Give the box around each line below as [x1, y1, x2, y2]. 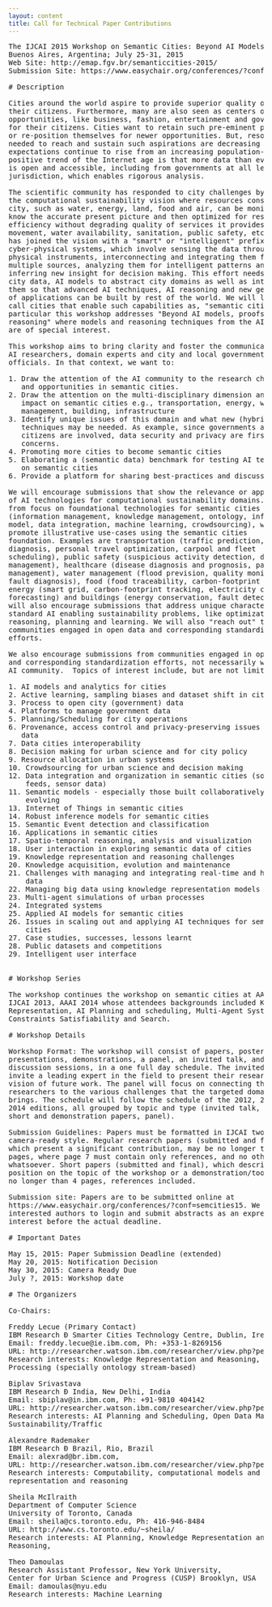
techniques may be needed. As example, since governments [21, 422, 257, 432]
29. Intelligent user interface [8, 949, 137, 959]
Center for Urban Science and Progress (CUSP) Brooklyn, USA [8, 1573, 257, 1583]
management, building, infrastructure [21, 406, 176, 416]
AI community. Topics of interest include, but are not [8, 665, 240, 675]
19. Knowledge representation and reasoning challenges [8, 852, 235, 861]
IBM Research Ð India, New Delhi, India [8, 1387, 172, 1396]
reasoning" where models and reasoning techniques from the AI [8, 317, 265, 327]
